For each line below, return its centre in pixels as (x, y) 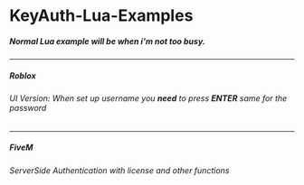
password (28, 108)
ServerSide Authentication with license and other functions (119, 170)
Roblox (23, 75)
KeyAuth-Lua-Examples (101, 16)
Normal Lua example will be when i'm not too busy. (107, 41)
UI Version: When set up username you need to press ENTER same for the (148, 98)
